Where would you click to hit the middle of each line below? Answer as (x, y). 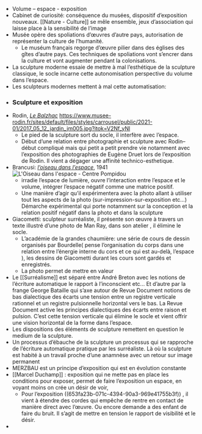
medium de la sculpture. (42, 336)
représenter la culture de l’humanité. (58, 41)
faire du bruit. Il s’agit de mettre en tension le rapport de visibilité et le (108, 413)
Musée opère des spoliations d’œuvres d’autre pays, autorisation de (97, 35)
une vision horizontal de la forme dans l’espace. (72, 323)
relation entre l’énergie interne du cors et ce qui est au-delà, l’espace (108, 252)
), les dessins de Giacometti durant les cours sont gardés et (96, 258)
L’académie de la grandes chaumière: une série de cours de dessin (106, 239)
